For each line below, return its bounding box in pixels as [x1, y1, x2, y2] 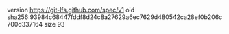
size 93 [44, 20, 65, 28]
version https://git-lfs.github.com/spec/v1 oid [7, 6, 135, 14]
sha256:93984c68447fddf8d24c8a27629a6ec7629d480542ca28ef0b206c [7, 13, 223, 21]
